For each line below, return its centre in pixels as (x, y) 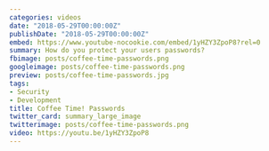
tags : (19, 83)
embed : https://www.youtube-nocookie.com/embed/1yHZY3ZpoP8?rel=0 (135, 42)
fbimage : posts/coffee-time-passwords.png (89, 59)
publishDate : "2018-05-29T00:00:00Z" (79, 34)
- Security (29, 91)
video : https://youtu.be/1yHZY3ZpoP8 (79, 133)
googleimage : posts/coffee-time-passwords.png (97, 68)
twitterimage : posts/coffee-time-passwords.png (99, 125)
